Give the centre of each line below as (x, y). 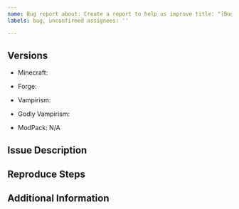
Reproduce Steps (47, 175)
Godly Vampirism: (43, 114)
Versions (28, 55)
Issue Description (47, 150)
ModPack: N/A (39, 128)
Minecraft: (33, 73)
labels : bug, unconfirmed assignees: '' (68, 21)
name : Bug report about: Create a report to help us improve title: (111, 14)
